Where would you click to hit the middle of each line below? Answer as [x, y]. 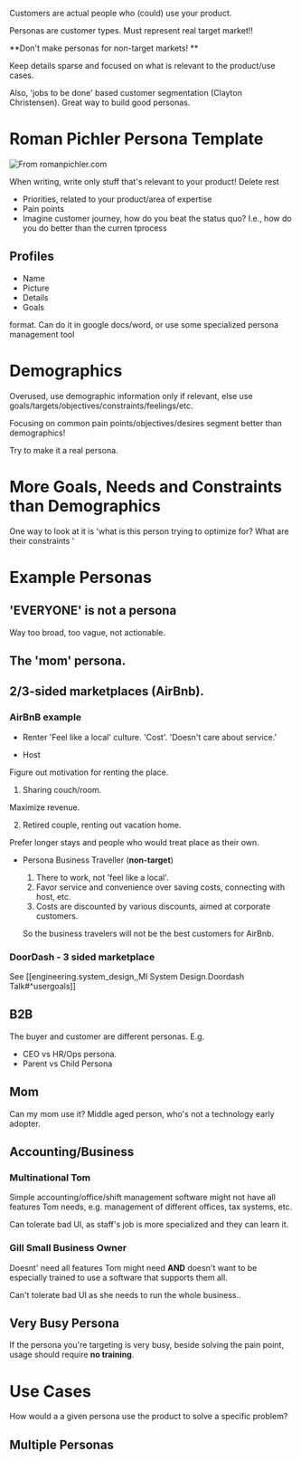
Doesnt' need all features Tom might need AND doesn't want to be [133, 1267]
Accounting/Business [72, 1152]
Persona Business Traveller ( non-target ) [98, 860]
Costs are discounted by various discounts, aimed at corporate [153, 906]
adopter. [25, 1123]
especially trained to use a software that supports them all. [118, 1277]
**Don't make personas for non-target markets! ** [104, 48]
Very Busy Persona [65, 1323]
